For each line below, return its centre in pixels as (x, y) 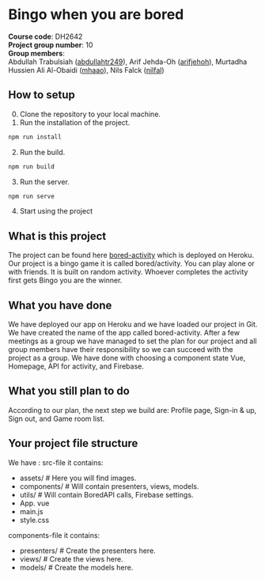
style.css (34, 520)
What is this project (57, 236)
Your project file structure (73, 443)
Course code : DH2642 (45, 36)
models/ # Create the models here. (76, 567)
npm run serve (32, 196)
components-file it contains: (54, 535)
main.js (31, 511)
